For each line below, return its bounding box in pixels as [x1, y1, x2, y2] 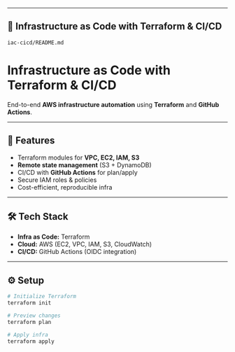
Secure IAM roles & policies [17, 176, 97, 184]
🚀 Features [7, 134, 55, 147]
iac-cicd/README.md [7, 39, 64, 46]
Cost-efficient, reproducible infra [17, 183, 113, 191]
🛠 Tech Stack [7, 211, 69, 223]
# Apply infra [7, 331, 49, 338]
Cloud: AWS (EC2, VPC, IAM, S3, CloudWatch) [17, 240, 152, 248]
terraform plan [7, 318, 52, 325]
